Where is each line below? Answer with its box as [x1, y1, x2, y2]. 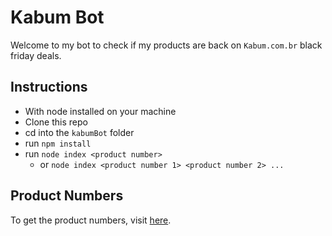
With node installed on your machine [24, 105, 177, 117]
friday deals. [10, 49, 62, 61]
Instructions [10, 79, 88, 96]
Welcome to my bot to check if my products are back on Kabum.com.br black [10, 39, 323, 51]
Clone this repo [24, 116, 88, 128]
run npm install [24, 137, 92, 149]
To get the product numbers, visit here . [10, 214, 172, 226]
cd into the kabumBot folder [24, 126, 135, 138]
